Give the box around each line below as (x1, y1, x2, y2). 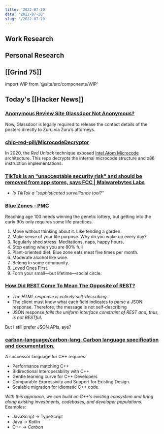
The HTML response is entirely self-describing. (12, 293, 108, 299)
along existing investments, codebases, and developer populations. (5, 399, 143, 405)
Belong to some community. (12, 259, 69, 266)
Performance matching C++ (12, 363, 69, 369)
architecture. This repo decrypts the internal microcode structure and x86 (5, 155, 155, 161)
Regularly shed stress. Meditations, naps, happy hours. (12, 239, 124, 245)
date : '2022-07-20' (5, 12, 45, 17)
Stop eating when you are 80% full (12, 244, 83, 250)
